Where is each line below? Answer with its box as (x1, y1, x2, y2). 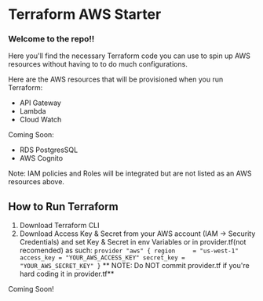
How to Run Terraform (8, 200, 119, 213)
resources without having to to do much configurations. (8, 60, 188, 69)
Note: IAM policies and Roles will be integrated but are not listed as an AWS (8, 169, 252, 178)
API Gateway (19, 98, 61, 107)
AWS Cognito (19, 154, 64, 163)
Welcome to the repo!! (8, 34, 95, 45)
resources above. (8, 177, 65, 187)
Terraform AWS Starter (8, 5, 162, 24)
